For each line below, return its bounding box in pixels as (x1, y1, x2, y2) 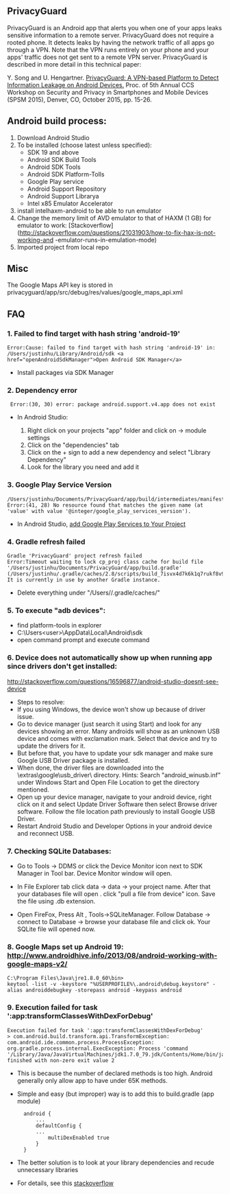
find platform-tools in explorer (16, 621, 102, 630)
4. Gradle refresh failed (7, 537, 86, 547)
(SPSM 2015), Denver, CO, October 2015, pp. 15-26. (7, 95, 153, 104)
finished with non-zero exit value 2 (7, 1057, 115, 1064)
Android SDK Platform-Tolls (27, 170, 105, 178)
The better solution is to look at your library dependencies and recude (16, 1158, 214, 1167)
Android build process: (7, 115, 107, 127)
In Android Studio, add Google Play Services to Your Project (16, 520, 186, 528)
